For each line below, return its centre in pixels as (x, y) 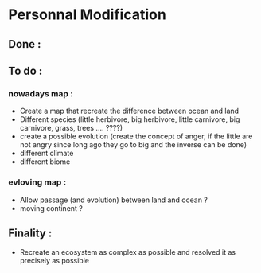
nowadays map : (41, 93)
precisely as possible (55, 261)
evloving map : (37, 182)
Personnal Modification (88, 15)
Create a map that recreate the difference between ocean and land (129, 111)
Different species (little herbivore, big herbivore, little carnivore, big (130, 119)
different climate (47, 154)
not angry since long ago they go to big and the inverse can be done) (133, 145)
